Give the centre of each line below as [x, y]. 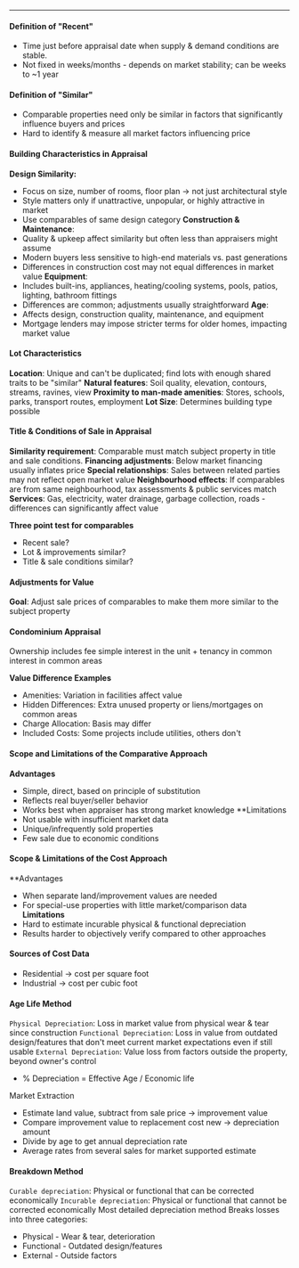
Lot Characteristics [45, 354]
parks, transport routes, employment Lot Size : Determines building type [141, 401]
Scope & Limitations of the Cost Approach [88, 859]
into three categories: [48, 1219]
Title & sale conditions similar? [77, 561]
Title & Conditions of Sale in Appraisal [81, 431]
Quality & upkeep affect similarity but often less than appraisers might [150, 238]
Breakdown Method [46, 1171]
